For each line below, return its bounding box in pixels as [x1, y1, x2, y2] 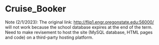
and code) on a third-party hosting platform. [5, 34, 93, 40]
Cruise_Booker [5, 3, 67, 14]
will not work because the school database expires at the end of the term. [5, 24, 153, 30]
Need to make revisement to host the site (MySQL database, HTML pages [5, 29, 153, 35]
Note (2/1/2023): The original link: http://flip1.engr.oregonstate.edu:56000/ [5, 19, 154, 25]
